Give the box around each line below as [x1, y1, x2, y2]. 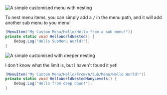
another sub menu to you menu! [5, 20, 71, 25]
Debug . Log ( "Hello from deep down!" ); [14, 81, 93, 86]
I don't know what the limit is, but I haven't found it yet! [5, 62, 118, 68]
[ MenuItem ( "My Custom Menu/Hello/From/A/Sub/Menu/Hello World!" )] [5, 71, 146, 77]
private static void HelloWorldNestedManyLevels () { [5, 76, 117, 81]
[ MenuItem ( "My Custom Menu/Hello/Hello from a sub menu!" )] [5, 29, 133, 34]
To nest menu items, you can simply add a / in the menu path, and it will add [5, 14, 162, 20]
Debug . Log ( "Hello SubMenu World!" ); [14, 38, 91, 43]
